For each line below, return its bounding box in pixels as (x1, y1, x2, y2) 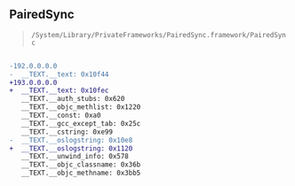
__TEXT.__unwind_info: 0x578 (20, 152, 129, 161)
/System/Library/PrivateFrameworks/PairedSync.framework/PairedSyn (30, 30, 286, 39)
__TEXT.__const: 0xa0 (20, 111, 101, 120)
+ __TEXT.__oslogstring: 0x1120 (9, 143, 133, 153)
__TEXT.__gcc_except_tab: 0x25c (20, 119, 141, 128)
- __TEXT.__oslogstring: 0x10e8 (9, 136, 133, 144)
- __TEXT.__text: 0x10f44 (9, 70, 109, 79)
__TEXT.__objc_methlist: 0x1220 (20, 103, 141, 112)
